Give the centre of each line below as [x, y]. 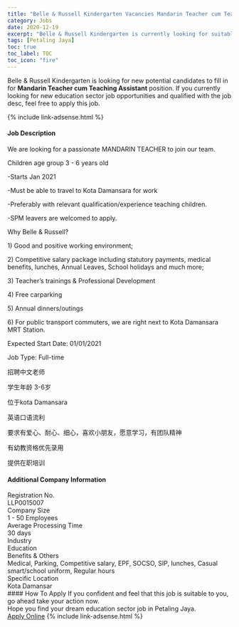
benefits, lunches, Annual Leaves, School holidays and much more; [106, 267]
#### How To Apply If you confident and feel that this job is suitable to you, [118, 594]
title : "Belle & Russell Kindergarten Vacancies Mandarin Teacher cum [114, 14]
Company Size [29, 510]
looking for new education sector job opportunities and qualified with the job [119, 95]
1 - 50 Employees [33, 518]
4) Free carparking [35, 294]
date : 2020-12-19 [33, 27]
